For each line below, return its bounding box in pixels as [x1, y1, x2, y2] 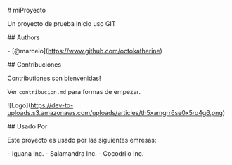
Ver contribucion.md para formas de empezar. [7, 88, 141, 95]
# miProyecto [7, 6, 46, 14]
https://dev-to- [30, 101, 74, 110]
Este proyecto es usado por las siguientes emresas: [7, 136, 157, 144]
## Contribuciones [7, 60, 62, 69]
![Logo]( [7, 101, 31, 110]
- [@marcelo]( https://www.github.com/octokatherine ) [7, 47, 163, 55]
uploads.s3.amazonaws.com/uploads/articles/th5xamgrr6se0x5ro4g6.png [7, 109, 223, 117]
